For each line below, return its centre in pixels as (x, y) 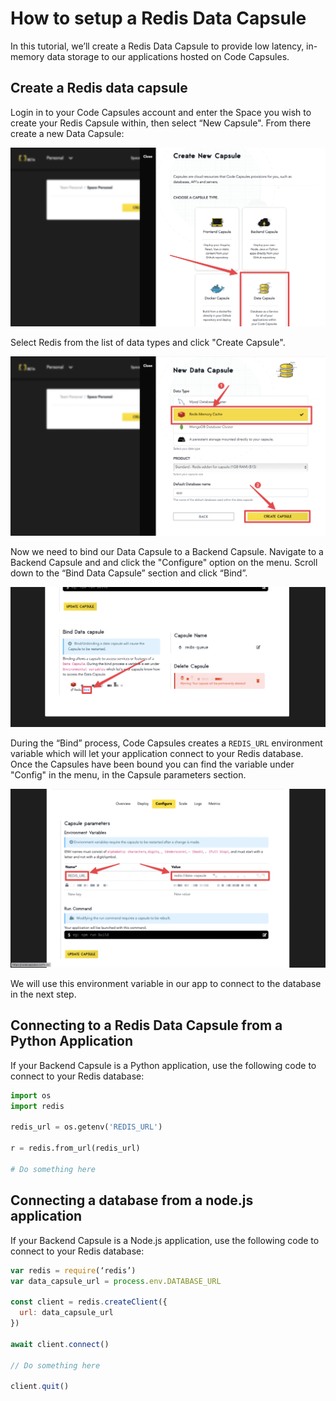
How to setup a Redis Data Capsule (158, 18)
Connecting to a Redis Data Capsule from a (146, 1025)
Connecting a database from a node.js (132, 1200)
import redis (37, 1106)
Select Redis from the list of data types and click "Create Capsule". (148, 342)
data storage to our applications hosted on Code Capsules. (168, 56)
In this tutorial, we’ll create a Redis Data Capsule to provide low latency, (157, 46)
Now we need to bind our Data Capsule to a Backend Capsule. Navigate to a (167, 551)
